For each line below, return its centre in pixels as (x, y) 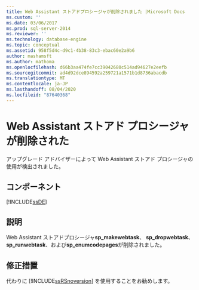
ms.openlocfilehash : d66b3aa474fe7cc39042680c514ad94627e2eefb (87, 67)
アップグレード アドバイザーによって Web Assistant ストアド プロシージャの (99, 159)
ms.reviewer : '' (26, 34)
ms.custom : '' (24, 17)
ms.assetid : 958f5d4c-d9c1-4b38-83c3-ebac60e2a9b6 (71, 51)
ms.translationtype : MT (36, 78)
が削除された (38, 141)
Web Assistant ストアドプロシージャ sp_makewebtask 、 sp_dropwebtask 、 (100, 237)
